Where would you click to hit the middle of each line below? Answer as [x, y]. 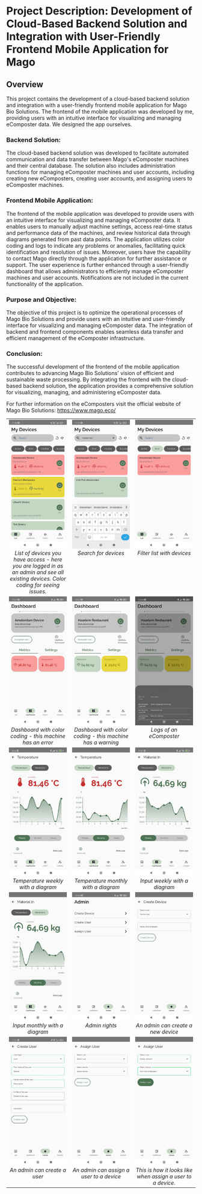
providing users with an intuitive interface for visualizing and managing [94, 118]
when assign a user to [164, 1176]
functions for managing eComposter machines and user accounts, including [100, 172]
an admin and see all [38, 572]
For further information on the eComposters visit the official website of [94, 404]
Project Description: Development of [99, 11]
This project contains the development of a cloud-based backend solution [98, 99]
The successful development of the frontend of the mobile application [93, 367]
